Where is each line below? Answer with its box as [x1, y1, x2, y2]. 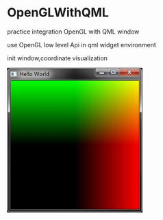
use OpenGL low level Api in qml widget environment [7, 40, 156, 49]
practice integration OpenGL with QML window [7, 27, 140, 36]
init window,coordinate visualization [7, 53, 108, 62]
